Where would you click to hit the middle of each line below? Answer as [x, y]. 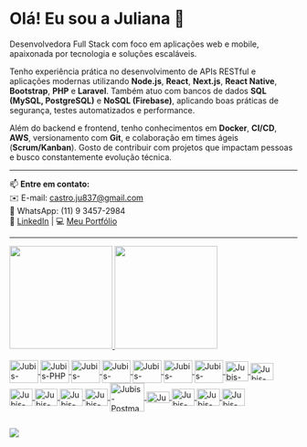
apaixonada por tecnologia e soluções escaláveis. [103, 53]
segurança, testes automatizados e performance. [102, 110]
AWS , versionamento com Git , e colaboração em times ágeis [124, 137]
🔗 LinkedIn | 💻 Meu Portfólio [64, 221]
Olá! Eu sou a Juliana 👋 [97, 19]
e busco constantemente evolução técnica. [90, 157]
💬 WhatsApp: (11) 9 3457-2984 [68, 210]
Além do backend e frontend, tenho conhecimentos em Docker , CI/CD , [143, 128]
